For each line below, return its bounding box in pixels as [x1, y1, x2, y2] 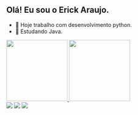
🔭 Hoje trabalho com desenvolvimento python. [15, 21, 133, 28]
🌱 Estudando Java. [15, 28, 63, 35]
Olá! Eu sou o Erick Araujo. [6, 5, 109, 15]
